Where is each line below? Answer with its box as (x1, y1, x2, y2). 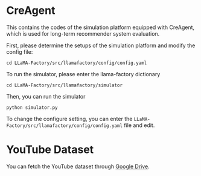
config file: (6, 48, 33, 55)
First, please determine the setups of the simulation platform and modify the (6, 42, 196, 49)
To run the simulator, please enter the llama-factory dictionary (6, 70, 161, 77)
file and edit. (123, 122, 155, 129)
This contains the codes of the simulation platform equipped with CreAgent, (6, 24, 195, 31)
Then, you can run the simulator (6, 93, 86, 100)
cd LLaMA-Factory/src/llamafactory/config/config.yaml (6, 60, 147, 66)
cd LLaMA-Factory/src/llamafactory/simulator (6, 82, 123, 88)
